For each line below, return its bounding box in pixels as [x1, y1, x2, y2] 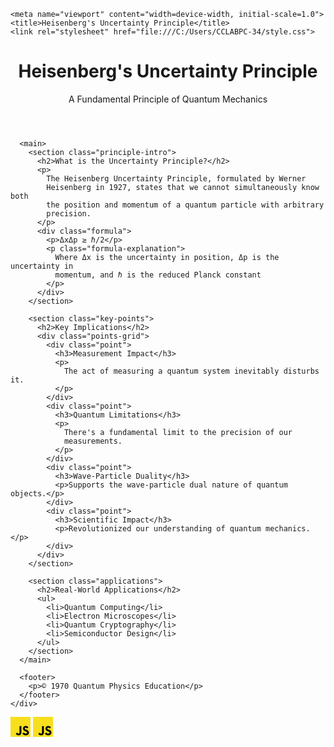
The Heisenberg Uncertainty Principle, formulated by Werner [46, 173, 307, 184]
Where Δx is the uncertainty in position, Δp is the [54, 252, 280, 262]
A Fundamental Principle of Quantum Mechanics [68, 93, 268, 105]
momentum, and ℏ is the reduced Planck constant [54, 270, 262, 280]
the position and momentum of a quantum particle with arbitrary [46, 200, 325, 210]
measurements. [63, 436, 123, 446]
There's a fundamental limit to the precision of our [63, 427, 293, 437]
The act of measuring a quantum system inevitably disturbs [63, 366, 320, 376]
